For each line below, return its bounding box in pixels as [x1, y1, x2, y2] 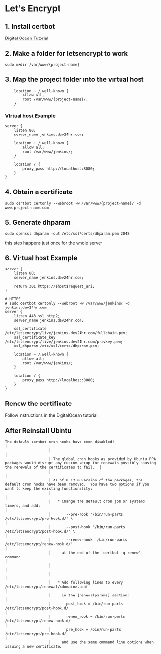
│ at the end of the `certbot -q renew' [48, 550, 141, 555]
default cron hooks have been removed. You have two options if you [5, 482, 150, 487]
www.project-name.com [5, 205, 49, 210]
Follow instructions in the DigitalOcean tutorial [5, 412, 98, 418]
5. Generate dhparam [5, 218, 71, 227]
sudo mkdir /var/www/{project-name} [5, 62, 80, 67]
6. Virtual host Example [5, 254, 78, 262]
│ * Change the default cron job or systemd [48, 499, 145, 504]
